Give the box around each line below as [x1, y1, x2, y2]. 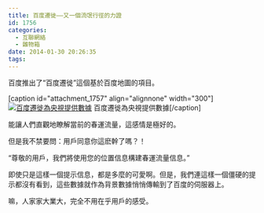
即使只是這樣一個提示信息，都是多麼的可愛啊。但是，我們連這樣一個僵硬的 [8, 170, 249, 179]
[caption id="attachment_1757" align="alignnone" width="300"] [8, 94, 214, 103]
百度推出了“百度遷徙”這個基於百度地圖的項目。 [8, 78, 159, 87]
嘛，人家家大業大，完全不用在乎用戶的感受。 [8, 196, 153, 205]
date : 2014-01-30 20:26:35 [8, 48, 97, 56]
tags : [8, 56, 26, 64]
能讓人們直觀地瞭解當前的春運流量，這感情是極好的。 [8, 119, 181, 129]
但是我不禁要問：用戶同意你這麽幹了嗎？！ [8, 136, 146, 145]
